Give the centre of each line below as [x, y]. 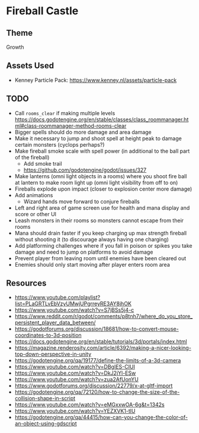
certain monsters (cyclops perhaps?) [60, 144]
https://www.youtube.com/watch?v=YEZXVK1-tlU [75, 411]
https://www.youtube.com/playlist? [57, 298]
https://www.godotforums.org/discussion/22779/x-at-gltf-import [94, 386]
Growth [15, 47]
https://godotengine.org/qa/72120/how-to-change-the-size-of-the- [97, 392]
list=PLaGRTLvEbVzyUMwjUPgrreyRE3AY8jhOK [73, 304]
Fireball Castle [42, 11]
